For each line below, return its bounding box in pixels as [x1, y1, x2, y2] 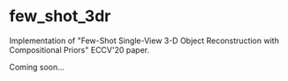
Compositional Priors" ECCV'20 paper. [9, 44, 150, 55]
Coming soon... [9, 62, 64, 72]
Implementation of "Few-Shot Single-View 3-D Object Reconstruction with [9, 35, 280, 46]
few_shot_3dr [9, 6, 111, 26]
